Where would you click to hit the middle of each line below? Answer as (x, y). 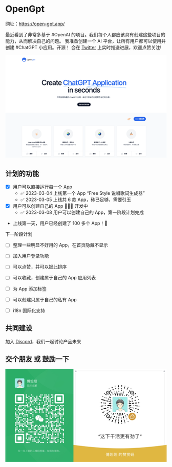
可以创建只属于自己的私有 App (45, 299)
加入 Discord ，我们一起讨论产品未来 (43, 341)
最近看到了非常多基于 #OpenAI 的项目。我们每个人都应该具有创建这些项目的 (85, 34)
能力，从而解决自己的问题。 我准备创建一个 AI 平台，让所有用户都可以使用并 (86, 41)
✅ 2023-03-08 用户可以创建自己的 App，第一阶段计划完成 (82, 212)
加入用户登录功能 (31, 256)
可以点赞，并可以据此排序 (40, 267)
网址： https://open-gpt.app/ (35, 24)
